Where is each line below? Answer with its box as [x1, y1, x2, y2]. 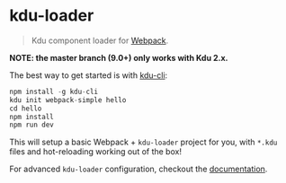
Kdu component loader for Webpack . [31, 35, 169, 46]
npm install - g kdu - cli [9, 87, 99, 96]
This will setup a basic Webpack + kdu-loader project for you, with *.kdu [9, 136, 278, 148]
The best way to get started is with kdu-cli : [9, 69, 168, 81]
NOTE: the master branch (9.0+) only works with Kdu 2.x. [9, 52, 228, 63]
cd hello [9, 104, 42, 113]
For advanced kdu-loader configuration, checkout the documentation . [9, 163, 268, 175]
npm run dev [9, 120, 54, 130]
